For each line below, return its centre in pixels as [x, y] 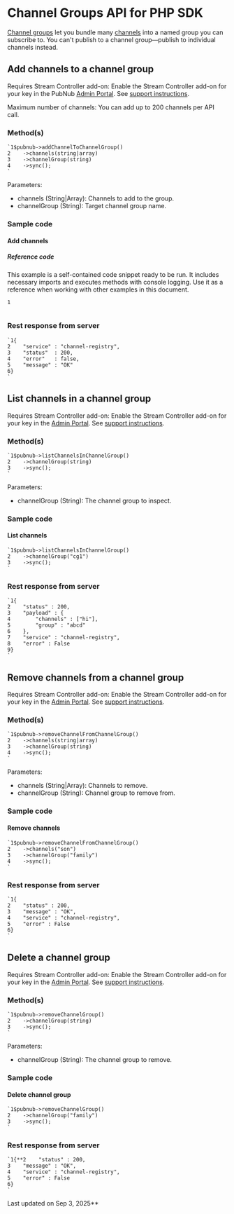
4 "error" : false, [43, 359]
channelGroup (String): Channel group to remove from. [96, 793]
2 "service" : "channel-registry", [64, 346]
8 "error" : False [39, 644]
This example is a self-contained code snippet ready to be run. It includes [113, 274]
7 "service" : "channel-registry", [64, 638]
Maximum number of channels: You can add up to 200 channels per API [111, 107]
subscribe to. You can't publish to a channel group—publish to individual [111, 39]
